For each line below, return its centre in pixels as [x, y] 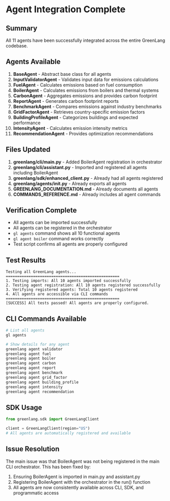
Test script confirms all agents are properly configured [70, 244]
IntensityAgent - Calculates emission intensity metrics [70, 128]
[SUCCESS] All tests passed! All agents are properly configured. [77, 303]
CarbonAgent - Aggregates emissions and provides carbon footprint [85, 96]
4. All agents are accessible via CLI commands [57, 294]
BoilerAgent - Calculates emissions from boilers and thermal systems [86, 90]
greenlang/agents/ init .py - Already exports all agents [70, 183]
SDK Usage [24, 408]
